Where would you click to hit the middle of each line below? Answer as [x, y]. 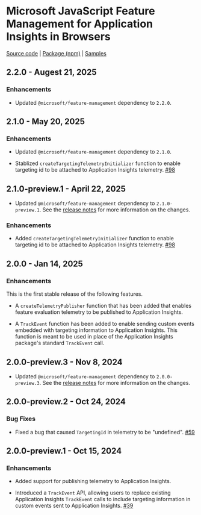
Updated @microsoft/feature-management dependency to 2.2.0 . [93, 102]
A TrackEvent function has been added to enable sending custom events [104, 324]
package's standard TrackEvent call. [60, 343]
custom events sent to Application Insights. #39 [74, 506]
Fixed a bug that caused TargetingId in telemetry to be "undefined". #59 [105, 432]
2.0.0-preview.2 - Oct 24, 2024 [66, 402]
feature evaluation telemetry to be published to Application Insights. [99, 312]
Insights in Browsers [58, 37]
